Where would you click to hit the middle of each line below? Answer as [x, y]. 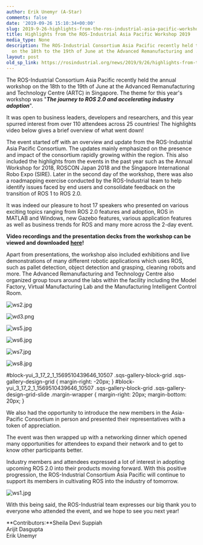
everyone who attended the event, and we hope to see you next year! [93, 511]
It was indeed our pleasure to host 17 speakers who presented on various [98, 205]
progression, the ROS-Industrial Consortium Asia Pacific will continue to [96, 474]
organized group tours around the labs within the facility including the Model [101, 280]
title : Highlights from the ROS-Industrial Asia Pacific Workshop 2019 [98, 35]
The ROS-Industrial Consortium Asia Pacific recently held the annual [91, 80]
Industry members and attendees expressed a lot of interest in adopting [95, 461]
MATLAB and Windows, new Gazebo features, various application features [99, 218]
